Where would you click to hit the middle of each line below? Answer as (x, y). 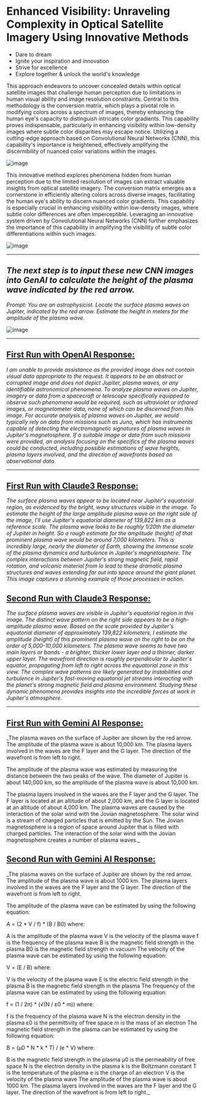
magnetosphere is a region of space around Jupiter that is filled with (93, 827)
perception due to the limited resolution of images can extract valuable (96, 181)
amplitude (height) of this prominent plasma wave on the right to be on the (101, 639)
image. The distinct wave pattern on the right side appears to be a (90, 620)
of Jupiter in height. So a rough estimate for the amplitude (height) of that (100, 533)
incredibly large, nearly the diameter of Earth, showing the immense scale (100, 546)
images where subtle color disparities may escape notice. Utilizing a (93, 131)
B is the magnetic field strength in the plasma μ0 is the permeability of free (101, 1059)
